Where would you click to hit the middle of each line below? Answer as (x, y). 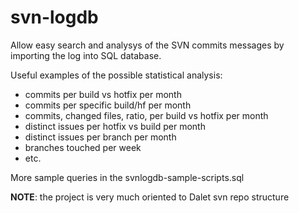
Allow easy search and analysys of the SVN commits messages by (147, 45)
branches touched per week (83, 147)
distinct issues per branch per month (100, 137)
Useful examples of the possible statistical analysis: (116, 75)
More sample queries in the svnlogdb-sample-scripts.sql (127, 177)
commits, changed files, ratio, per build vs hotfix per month (146, 115)
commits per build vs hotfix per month (103, 94)
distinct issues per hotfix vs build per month (115, 126)
